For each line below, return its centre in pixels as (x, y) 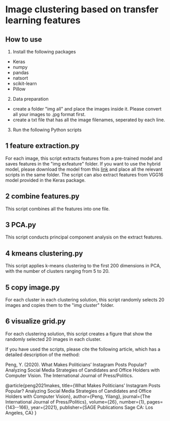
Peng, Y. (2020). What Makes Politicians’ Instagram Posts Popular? (76, 364)
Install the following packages (44, 52)
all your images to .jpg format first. (49, 114)
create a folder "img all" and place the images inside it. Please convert (87, 109)
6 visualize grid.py (35, 322)
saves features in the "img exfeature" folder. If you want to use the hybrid (83, 163)
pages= (155, 401)
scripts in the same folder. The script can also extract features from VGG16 (84, 175)
